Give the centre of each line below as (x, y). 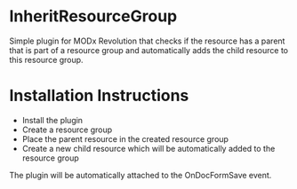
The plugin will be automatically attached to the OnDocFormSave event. (140, 175)
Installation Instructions (99, 96)
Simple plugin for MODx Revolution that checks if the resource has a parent (147, 41)
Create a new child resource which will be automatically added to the (148, 148)
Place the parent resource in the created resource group (125, 138)
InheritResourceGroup (93, 16)
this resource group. (46, 59)
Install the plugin (52, 120)
